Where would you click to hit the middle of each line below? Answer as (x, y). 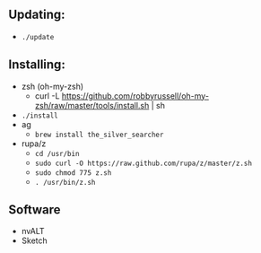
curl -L (47, 96)
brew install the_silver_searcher (99, 135)
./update (38, 37)
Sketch (35, 240)
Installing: (37, 65)
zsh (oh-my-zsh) (52, 86)
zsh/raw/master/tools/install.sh (92, 105)
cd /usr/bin (57, 153)
